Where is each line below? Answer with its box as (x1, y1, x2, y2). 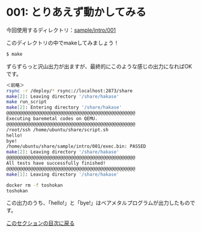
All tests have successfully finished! (6, 160, 106, 167)
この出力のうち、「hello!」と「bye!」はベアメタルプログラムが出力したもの (6, 199, 190, 207)
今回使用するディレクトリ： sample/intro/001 (6, 26, 116, 34)
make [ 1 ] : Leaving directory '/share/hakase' (6, 171, 119, 177)
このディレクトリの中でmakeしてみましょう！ (6, 39, 119, 46)
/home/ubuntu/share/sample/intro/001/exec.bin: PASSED (6, 143, 146, 150)
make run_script (6, 99, 47, 105)
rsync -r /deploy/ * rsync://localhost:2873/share (6, 88, 133, 94)
